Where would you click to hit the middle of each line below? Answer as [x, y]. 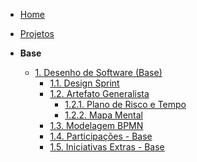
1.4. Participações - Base [101, 136]
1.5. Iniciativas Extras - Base [107, 147]
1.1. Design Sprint [84, 83]
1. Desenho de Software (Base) [98, 72]
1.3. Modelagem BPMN [96, 125]
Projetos [37, 33]
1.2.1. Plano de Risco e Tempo [125, 104]
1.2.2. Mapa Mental [103, 115]
